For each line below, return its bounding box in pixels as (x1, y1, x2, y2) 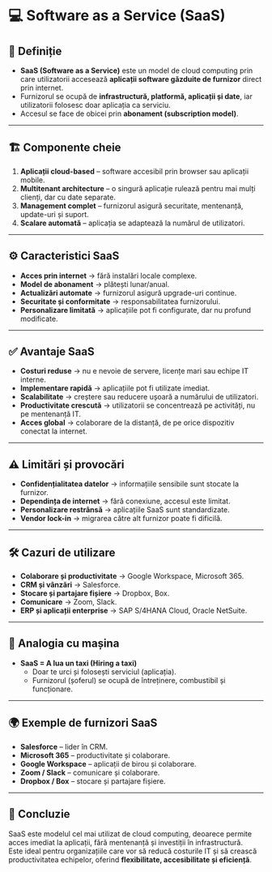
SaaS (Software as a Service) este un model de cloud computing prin (19, 66, 253, 75)
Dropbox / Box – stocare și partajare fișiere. (19, 776, 166, 786)
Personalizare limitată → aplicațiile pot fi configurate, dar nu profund (19, 305, 252, 314)
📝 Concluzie (8, 807, 70, 821)
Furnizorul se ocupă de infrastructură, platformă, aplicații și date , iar (19, 92, 253, 101)
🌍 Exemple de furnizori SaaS (8, 716, 158, 730)
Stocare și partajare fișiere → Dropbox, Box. (19, 588, 170, 598)
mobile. (19, 175, 46, 185)
